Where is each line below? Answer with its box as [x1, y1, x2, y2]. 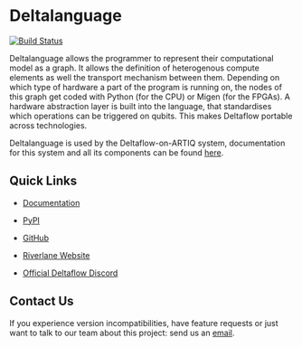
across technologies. [9, 119, 88, 131]
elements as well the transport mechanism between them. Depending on [9, 71, 280, 82]
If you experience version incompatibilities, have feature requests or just [9, 317, 278, 328]
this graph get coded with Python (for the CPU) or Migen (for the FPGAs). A [9, 91, 291, 102]
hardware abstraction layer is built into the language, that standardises [9, 100, 272, 111]
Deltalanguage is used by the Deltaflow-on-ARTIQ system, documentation [9, 137, 286, 148]
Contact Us [9, 294, 74, 309]
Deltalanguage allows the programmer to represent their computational [9, 52, 274, 63]
